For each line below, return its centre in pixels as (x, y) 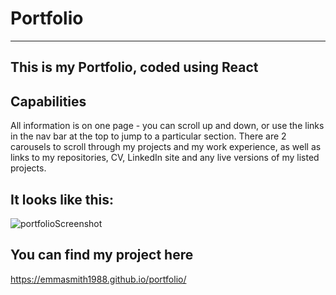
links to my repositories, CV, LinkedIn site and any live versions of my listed (165, 158)
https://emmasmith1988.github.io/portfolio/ (98, 279)
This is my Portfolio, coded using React (134, 67)
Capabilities (48, 101)
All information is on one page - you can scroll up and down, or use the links (167, 126)
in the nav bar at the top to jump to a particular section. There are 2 (148, 136)
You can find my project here (102, 255)
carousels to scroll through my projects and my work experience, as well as (166, 147)
